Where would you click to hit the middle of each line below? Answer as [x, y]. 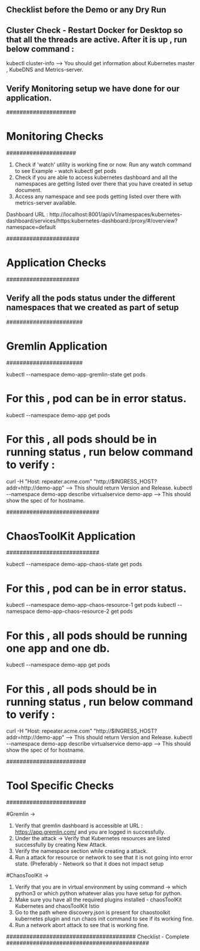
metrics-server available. [46, 202]
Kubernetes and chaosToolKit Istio [57, 906]
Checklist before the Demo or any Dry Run [86, 10]
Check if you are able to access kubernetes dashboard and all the [96, 177]
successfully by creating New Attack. [61, 845]
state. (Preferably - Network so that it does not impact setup [89, 864]
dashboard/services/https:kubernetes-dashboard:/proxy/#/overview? [92, 220]
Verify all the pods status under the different [91, 298]
